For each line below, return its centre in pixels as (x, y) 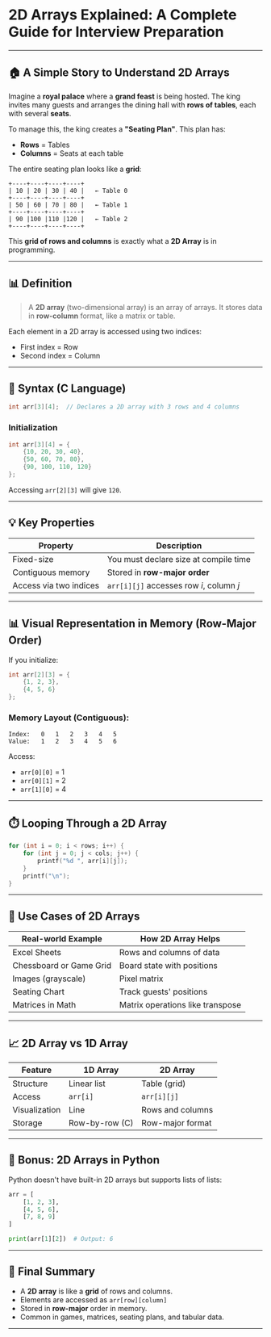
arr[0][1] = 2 (43, 781)
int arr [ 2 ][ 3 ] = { (39, 675)
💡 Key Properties (52, 523)
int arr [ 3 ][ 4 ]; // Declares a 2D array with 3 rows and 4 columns (124, 407)
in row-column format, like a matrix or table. (102, 316)
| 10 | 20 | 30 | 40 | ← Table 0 (68, 191)
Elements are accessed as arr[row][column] (94, 1299)
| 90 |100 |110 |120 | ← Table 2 (68, 219)
